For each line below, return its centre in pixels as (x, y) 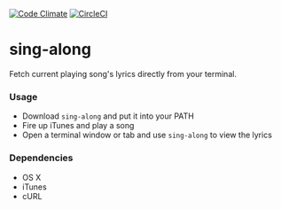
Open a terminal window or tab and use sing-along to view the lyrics (147, 135)
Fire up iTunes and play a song (78, 126)
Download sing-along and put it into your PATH (108, 116)
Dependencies (41, 158)
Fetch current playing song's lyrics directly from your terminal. (123, 74)
